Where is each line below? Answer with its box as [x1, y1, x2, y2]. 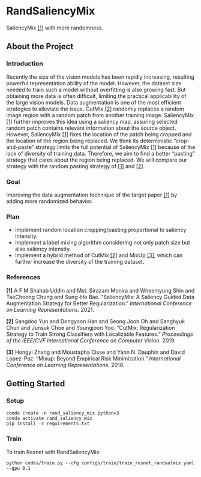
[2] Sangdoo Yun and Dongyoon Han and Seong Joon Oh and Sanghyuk [6, 317, 185, 325]
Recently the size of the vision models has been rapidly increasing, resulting [6, 73, 195, 81]
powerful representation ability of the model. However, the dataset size [6, 79, 182, 87]
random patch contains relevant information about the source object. [6, 124, 176, 132]
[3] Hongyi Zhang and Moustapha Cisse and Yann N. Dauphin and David [6, 348, 185, 356]
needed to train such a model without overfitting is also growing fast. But [6, 86, 186, 93]
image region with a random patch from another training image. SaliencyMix [6, 111, 194, 118]
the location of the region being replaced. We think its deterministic [6, 137, 173, 144]
